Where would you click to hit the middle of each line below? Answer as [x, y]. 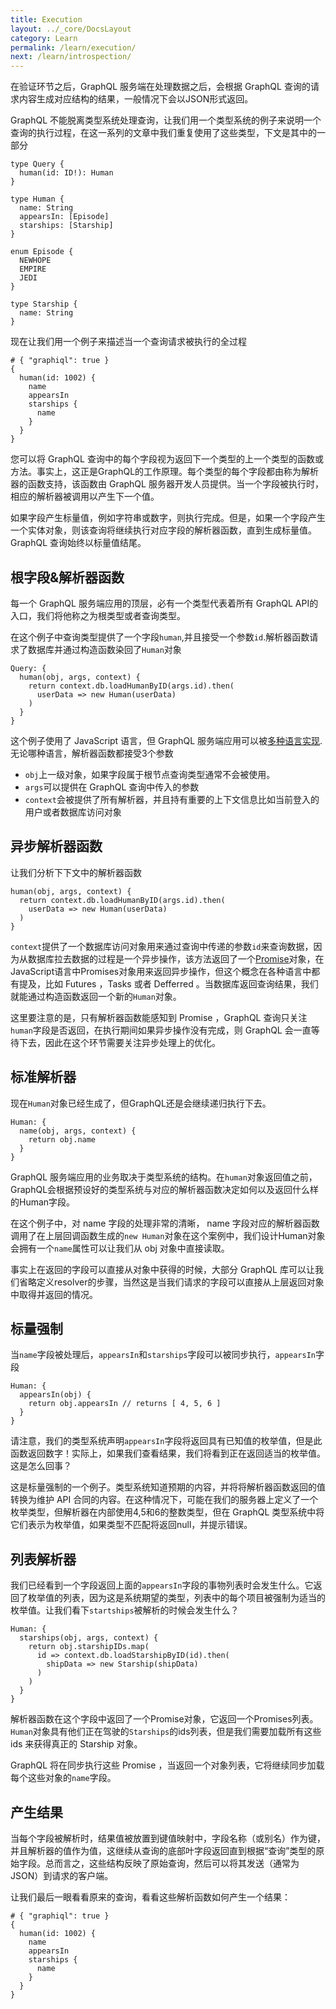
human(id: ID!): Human [66, 173]
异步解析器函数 [56, 846]
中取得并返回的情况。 [54, 1294]
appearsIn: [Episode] [64, 217]
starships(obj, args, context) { [89, 1638]
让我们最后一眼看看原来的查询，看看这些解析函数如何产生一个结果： [150, 1897]
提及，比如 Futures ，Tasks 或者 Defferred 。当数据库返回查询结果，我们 [168, 983]
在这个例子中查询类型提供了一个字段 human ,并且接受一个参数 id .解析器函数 [160, 637]
